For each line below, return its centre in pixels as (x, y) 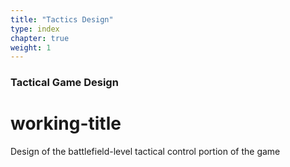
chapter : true (40, 38)
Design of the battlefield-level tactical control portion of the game (145, 152)
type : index (35, 29)
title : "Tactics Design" (62, 19)
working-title (66, 123)
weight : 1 (31, 47)
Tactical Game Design (64, 83)
